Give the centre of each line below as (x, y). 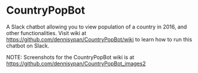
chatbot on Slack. (28, 46)
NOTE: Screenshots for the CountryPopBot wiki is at (70, 57)
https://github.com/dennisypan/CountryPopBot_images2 (76, 64)
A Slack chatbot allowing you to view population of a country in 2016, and (97, 27)
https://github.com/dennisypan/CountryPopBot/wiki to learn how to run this (99, 39)
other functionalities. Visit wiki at (46, 33)
